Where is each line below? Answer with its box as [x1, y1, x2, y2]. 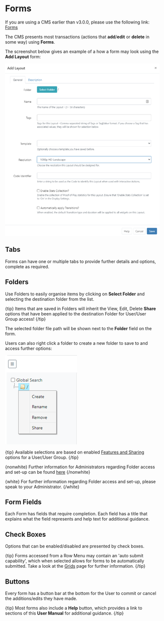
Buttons [5, 577, 30, 586]
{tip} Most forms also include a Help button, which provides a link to [5, 605, 142, 611]
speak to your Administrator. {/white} [5, 483, 80, 490]
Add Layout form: [5, 53, 41, 59]
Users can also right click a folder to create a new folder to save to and [5, 340, 148, 346]
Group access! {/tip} [5, 316, 46, 322]
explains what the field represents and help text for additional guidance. [5, 516, 150, 522]
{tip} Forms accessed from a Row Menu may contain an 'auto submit [5, 553, 143, 559]
